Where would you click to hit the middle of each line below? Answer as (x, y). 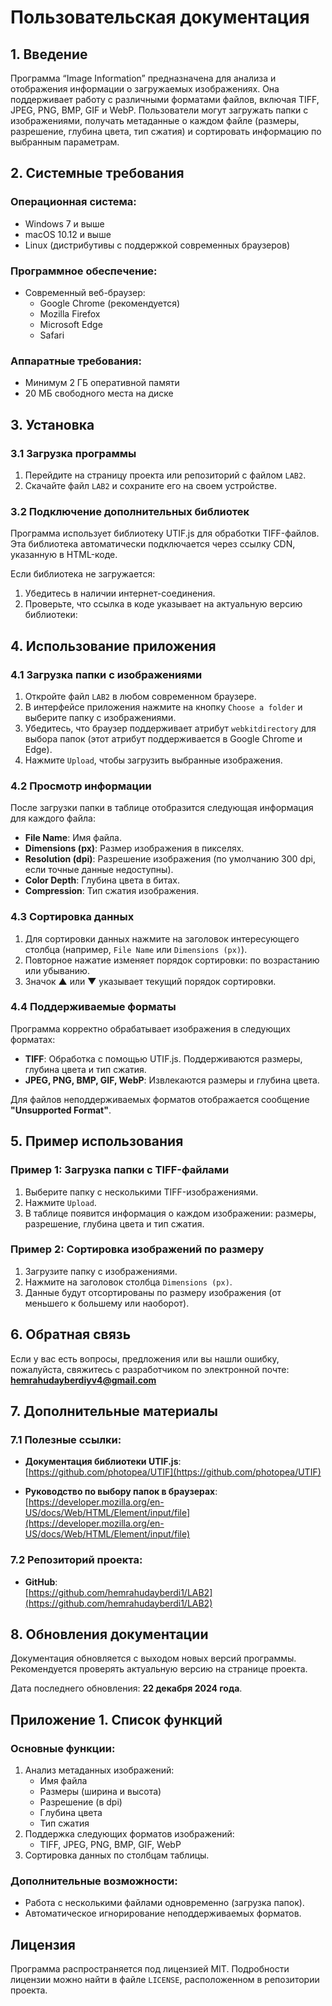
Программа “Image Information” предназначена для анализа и (143, 78)
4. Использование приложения (113, 646)
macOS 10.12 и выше (68, 234)
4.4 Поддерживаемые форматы (93, 1007)
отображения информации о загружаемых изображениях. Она (145, 89)
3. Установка (52, 424)
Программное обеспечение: (84, 271)
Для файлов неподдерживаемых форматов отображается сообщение (160, 1099)
